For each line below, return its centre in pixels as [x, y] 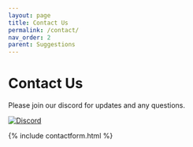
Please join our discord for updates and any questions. [96, 105]
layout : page [30, 15]
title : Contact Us [38, 23]
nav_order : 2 [30, 37]
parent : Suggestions [42, 45]
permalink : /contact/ [44, 30]
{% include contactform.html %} [61, 136]
